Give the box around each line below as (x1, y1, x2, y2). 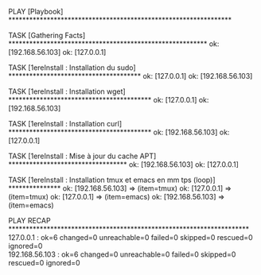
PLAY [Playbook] (8, 7, 64, 16)
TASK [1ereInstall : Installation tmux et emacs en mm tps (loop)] (8, 175, 216, 184)
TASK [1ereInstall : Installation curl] (8, 119, 123, 128)
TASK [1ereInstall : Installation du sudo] (8, 63, 137, 72)
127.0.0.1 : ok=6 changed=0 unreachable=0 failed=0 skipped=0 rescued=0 (8, 233, 253, 242)
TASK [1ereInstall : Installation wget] (8, 87, 126, 96)
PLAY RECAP (8, 216, 51, 225)
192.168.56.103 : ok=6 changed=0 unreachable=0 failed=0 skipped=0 (8, 250, 236, 259)
